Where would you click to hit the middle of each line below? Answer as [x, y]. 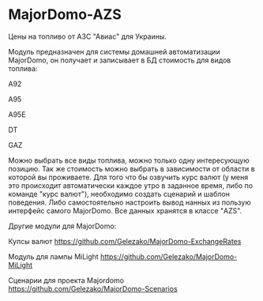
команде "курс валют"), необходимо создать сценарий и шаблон [119, 194]
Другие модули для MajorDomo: [62, 226]
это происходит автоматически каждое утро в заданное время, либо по [131, 185]
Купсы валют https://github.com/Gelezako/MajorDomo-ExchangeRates [125, 241]
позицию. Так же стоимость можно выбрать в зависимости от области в [131, 168]
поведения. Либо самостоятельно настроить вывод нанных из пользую [130, 202]
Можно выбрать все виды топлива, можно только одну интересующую [129, 160]
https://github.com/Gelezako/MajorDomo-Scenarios [93, 288]
